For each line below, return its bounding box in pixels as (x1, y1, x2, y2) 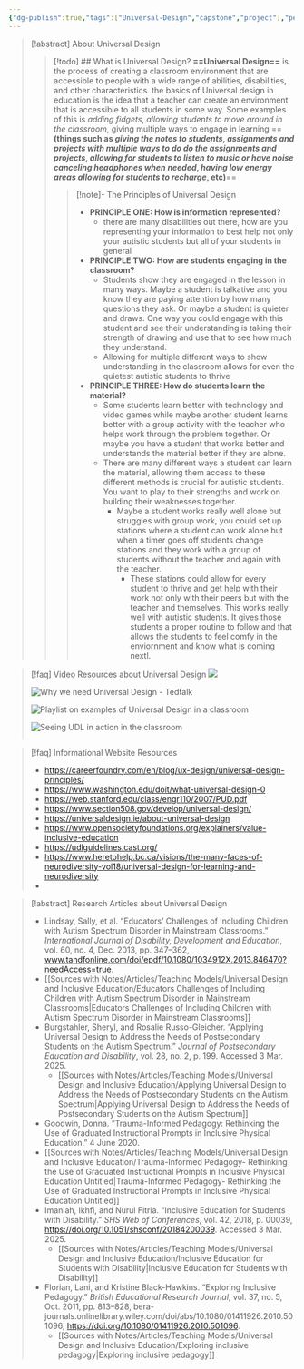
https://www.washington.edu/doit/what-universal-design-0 (44, 784, 266, 795)
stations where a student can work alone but (116, 524, 283, 535)
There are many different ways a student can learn (103, 457, 292, 468)
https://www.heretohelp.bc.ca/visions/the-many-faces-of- (44, 851, 264, 862)
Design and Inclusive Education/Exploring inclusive (57, 1339, 249, 1350)
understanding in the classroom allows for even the (103, 360, 295, 372)
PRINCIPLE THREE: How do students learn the (89, 380, 266, 391)
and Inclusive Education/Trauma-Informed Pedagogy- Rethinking (44, 1156, 288, 1167)
